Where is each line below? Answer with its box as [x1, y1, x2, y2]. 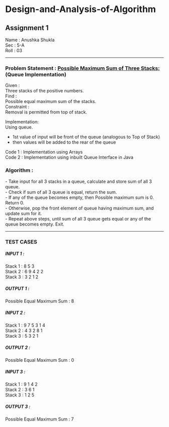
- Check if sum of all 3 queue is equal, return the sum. [5, 189, 117, 195]
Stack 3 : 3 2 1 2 [5, 274, 39, 280]
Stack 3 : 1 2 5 [5, 392, 35, 398]
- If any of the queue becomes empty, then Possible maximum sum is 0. [5, 194, 154, 200]
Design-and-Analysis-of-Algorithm [5, 4, 156, 15]
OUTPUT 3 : [5, 403, 31, 409]
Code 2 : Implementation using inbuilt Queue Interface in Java [5, 154, 134, 160]
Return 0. [5, 199, 25, 205]
